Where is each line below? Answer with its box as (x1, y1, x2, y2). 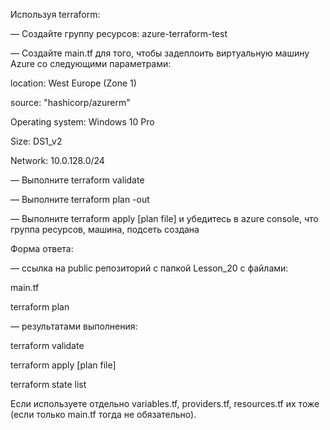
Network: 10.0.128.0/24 (10, 155, 105, 166)
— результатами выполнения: (10, 320, 138, 332)
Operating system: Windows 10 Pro (10, 116, 155, 128)
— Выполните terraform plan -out (10, 194, 150, 205)
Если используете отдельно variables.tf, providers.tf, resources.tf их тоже (10, 398, 320, 409)
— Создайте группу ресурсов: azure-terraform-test (10, 28, 228, 39)
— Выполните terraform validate (10, 174, 145, 186)
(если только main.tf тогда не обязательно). (10, 409, 197, 420)
